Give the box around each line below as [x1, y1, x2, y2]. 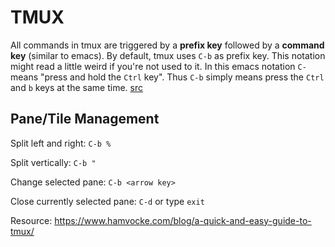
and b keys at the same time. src [10, 81, 143, 93]
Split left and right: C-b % [10, 137, 112, 149]
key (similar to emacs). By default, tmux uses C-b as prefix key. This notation [10, 49, 326, 61]
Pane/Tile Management [10, 111, 160, 128]
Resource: [10, 214, 53, 226]
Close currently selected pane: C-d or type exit [10, 195, 205, 207]
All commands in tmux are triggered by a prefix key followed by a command [10, 39, 325, 51]
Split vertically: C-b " [10, 156, 97, 168]
